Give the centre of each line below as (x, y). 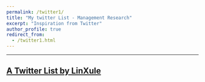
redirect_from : (26, 35)
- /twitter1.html (34, 40)
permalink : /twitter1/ (35, 12)
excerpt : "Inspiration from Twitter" (54, 23)
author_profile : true (34, 29)
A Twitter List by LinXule (54, 71)
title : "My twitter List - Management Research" (69, 18)
